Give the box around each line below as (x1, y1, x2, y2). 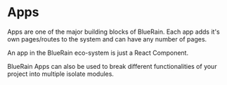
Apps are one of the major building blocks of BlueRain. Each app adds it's (7, 27, 220, 36)
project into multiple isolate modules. (7, 70, 115, 78)
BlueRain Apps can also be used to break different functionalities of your (7, 62, 217, 70)
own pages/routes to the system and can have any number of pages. (7, 34, 207, 43)
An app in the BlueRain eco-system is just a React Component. (7, 48, 188, 57)
